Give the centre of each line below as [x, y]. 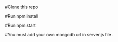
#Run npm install [22, 16]
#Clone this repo [21, 7]
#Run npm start [20, 25]
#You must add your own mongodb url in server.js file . [59, 35]
